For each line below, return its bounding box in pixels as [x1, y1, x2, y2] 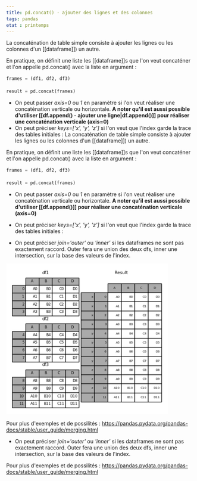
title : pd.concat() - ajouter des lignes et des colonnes [6, 10, 153, 15]
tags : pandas [6, 15, 39, 22]
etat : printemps [6, 22, 49, 28]
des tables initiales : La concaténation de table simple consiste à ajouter [14, 131, 192, 138]
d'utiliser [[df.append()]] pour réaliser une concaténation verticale [14, 203, 183, 210]
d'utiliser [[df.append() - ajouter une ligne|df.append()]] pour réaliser [14, 112, 190, 119]
